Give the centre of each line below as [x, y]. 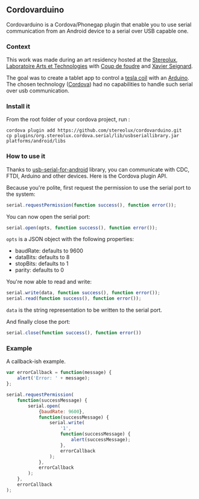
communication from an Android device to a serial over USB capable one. [97, 31]
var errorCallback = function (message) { [59, 373]
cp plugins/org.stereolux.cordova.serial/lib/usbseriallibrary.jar [93, 136]
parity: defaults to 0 [39, 270]
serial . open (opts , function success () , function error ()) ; [82, 228]
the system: [21, 194]
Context [18, 47]
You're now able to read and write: [49, 282]
